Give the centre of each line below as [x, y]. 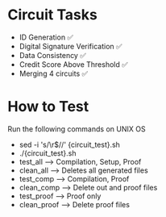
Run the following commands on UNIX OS [77, 129]
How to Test [48, 107]
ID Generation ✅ [46, 37]
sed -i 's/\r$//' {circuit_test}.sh [69, 144]
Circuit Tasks [52, 15]
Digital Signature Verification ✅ [71, 46]
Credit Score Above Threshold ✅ [73, 64]
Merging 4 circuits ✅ [54, 73]
